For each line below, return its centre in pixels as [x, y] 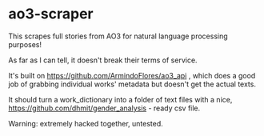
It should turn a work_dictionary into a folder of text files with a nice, [120, 99]
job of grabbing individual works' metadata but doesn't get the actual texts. [132, 84]
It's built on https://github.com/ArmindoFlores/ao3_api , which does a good [132, 75]
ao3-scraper [51, 14]
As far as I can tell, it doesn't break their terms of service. [103, 60]
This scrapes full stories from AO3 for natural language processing [118, 36]
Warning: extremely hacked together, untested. [86, 123]
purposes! [25, 44]
